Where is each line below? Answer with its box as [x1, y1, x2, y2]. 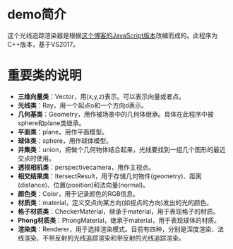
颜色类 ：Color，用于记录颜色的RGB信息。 [17, 189, 140, 198]
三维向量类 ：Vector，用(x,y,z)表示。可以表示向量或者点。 [17, 92, 185, 100]
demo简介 [7, 6, 67, 23]
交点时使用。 [17, 154, 55, 163]
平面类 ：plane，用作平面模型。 [17, 127, 109, 136]
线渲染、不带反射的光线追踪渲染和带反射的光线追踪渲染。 [17, 233, 185, 242]
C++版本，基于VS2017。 [7, 40, 80, 48]
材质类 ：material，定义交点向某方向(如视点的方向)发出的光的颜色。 [17, 198, 213, 207]
